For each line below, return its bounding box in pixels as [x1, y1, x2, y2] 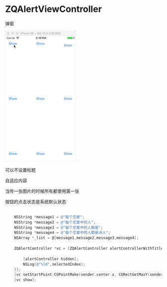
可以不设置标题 [5, 167, 36, 173]
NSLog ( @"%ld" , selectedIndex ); [23, 262, 85, 267]
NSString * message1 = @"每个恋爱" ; [14, 214, 85, 219]
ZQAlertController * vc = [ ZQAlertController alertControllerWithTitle [14, 246, 164, 251]
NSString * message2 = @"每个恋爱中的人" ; [14, 220, 96, 225]
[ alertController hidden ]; [23, 256, 79, 262]
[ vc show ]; [14, 278, 37, 283]
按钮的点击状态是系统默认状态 [5, 198, 66, 204]
